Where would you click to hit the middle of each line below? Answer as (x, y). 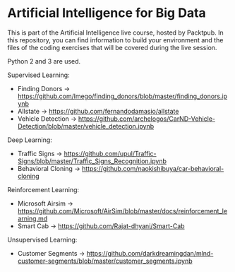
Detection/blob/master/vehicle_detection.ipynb (86, 126)
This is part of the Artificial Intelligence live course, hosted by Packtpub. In (115, 32)
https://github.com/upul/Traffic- (110, 153)
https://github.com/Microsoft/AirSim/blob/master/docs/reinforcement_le (122, 211)
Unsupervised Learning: (42, 240)
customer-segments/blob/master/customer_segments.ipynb (105, 261)
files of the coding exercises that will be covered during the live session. (112, 47)
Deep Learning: (30, 140)
